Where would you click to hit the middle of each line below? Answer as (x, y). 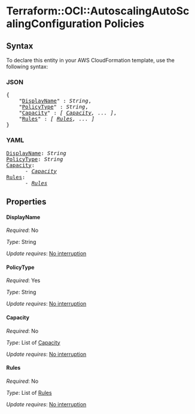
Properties (26, 202)
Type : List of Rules (29, 392)
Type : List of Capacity (33, 342)
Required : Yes (23, 280)
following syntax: (27, 67)
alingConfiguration (54, 24)
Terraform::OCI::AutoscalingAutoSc (98, 11)
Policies (124, 24)
